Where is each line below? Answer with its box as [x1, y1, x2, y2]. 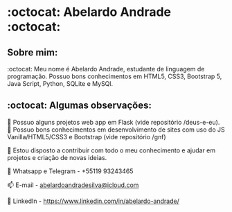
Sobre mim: [7, 46, 58, 58]
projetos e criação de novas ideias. [7, 153, 107, 161]
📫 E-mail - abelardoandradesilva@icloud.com [7, 181, 139, 189]
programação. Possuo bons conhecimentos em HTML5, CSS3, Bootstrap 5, [7, 72, 222, 80]
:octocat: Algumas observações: [7, 100, 152, 112]
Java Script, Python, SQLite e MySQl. [7, 80, 113, 87]
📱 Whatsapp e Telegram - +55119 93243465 [7, 167, 134, 175]
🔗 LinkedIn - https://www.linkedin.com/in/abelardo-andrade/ [7, 197, 180, 205]
